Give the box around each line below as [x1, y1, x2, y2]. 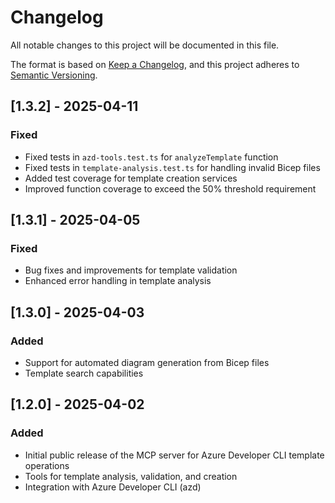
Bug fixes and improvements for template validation [24, 264, 238, 276]
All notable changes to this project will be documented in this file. [10, 39, 280, 51]
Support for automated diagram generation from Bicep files [24, 357, 270, 368]
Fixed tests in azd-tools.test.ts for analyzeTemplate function [24, 151, 279, 163]
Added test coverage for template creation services [24, 172, 238, 184]
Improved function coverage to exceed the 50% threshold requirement [24, 182, 317, 195]
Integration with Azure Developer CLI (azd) [24, 481, 202, 493]
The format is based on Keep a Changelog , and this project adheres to [10, 58, 300, 70]
